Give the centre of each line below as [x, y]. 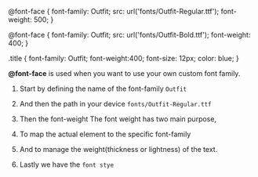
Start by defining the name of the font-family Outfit [103, 88]
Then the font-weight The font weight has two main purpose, [118, 119]
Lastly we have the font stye [67, 164]
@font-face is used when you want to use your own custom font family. [124, 73]
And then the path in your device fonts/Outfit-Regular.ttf [115, 104]
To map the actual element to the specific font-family [105, 134]
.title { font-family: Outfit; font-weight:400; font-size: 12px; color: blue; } [124, 58]
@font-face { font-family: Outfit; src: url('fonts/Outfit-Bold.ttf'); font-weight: [129, 35]
